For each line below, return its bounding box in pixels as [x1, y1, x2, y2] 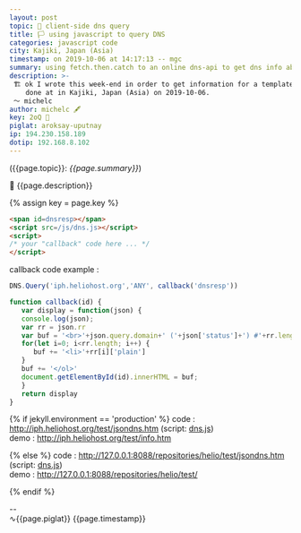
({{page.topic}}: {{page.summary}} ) [9, 162, 142, 173]
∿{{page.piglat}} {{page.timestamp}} [9, 513, 146, 524]
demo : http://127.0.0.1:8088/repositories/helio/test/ [9, 469, 199, 480]
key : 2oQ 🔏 [9, 113, 50, 122]
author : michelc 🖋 [9, 105, 82, 114]
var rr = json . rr [21, 322, 87, 331]
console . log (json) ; [21, 314, 94, 323]
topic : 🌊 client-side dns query [9, 21, 130, 30]
